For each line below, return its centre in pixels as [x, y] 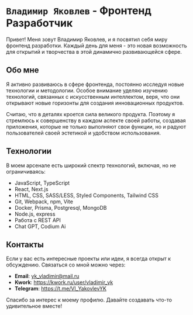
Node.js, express [35, 214]
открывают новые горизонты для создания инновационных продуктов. [95, 103]
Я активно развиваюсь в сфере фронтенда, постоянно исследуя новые [95, 84]
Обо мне [23, 70]
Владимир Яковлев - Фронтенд [79, 11]
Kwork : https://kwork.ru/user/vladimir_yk [64, 282]
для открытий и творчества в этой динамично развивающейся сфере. [94, 51]
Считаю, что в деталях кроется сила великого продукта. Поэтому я [91, 114]
